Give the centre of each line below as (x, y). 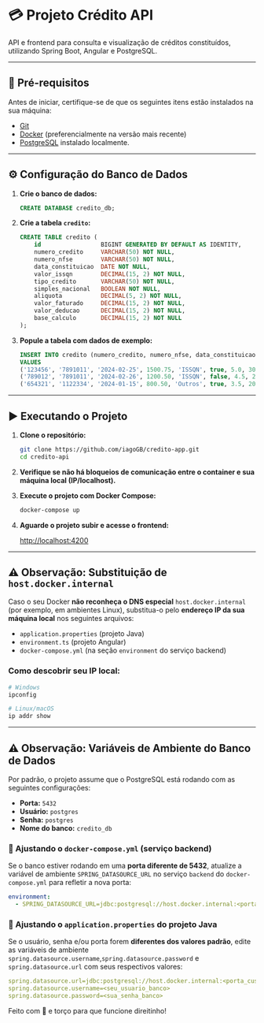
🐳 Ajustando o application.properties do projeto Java (113, 924)
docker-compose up (49, 510)
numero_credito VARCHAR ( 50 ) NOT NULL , (104, 252)
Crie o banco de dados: (58, 193)
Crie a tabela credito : (55, 223)
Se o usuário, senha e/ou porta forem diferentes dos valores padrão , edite (130, 942)
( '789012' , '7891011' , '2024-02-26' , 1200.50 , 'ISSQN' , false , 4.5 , (134, 377)
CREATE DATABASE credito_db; (67, 208)
